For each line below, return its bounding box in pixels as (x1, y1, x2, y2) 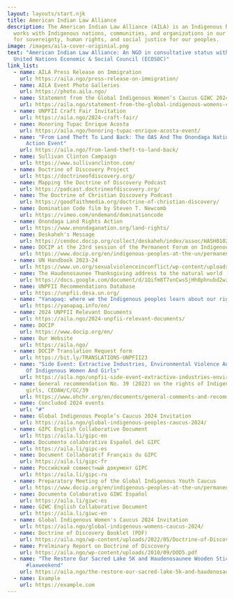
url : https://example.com (19, 581, 95, 589)
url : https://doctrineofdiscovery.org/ (19, 172, 136, 179)
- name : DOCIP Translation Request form (13, 348, 132, 355)
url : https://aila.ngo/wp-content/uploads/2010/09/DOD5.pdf (19, 549, 198, 556)
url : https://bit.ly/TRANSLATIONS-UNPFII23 (19, 354, 148, 362)
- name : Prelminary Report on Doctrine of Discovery (13, 542, 170, 549)
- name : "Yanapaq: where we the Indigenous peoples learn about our (13, 296, 217, 303)
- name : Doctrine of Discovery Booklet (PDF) (13, 529, 148, 536)
